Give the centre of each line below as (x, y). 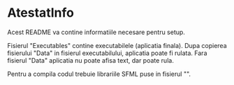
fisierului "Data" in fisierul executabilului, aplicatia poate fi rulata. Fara (107, 53)
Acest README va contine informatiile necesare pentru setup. (96, 32)
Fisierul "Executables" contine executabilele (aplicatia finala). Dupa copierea (117, 45)
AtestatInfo (41, 13)
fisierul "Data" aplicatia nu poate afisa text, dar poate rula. (91, 60)
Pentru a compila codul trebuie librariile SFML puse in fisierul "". (99, 74)
